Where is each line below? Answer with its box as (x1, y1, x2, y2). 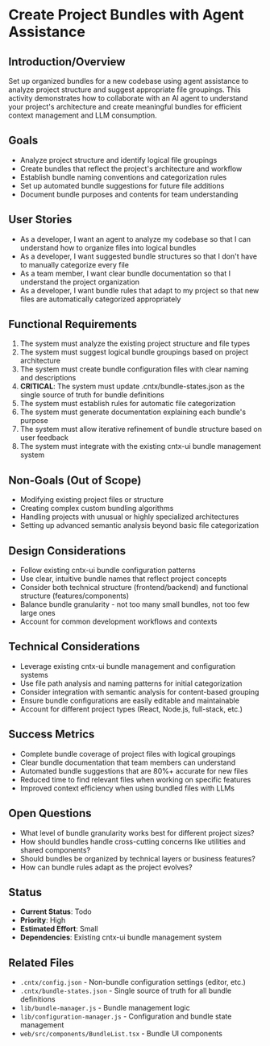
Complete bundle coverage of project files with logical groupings (19, 749, 236, 758)
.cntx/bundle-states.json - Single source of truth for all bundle (19, 986, 232, 996)
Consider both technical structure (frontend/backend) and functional (19, 583, 248, 592)
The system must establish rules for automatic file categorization (19, 399, 236, 409)
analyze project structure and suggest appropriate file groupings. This (8, 85, 241, 94)
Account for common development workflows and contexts (19, 616, 218, 626)
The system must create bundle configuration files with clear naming (19, 364, 249, 374)
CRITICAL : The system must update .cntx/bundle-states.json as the (19, 381, 245, 392)
